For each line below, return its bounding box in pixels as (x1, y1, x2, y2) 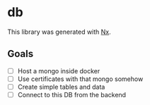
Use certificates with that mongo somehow (17, 75, 144, 83)
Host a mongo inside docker (17, 66, 100, 75)
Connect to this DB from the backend (17, 90, 126, 99)
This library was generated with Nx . (7, 27, 111, 36)
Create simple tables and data (17, 82, 105, 91)
